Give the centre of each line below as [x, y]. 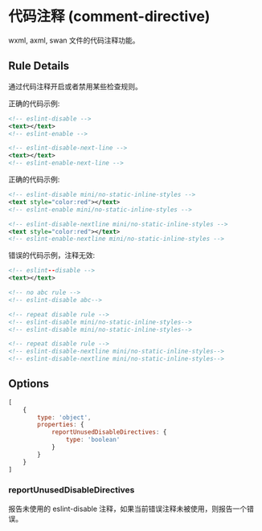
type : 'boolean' [93, 440]
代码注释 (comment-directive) [109, 16]
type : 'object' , [64, 417]
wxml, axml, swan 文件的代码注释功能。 [74, 40]
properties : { [61, 425]
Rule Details [39, 66]
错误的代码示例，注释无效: [52, 255]
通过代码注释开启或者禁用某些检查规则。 [75, 86]
